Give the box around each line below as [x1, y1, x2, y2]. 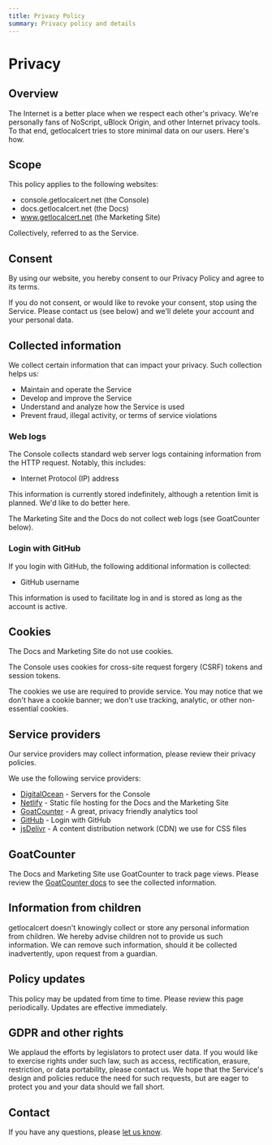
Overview [8, 87, 59, 101]
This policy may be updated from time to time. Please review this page [8, 994, 244, 1004]
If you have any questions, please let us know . [8, 1127, 162, 1137]
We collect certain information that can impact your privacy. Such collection [8, 359, 262, 370]
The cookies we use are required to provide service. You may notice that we [8, 686, 263, 696]
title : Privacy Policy [8, 11, 85, 20]
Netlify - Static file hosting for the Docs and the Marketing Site [19, 798, 229, 808]
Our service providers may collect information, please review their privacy [8, 749, 256, 759]
